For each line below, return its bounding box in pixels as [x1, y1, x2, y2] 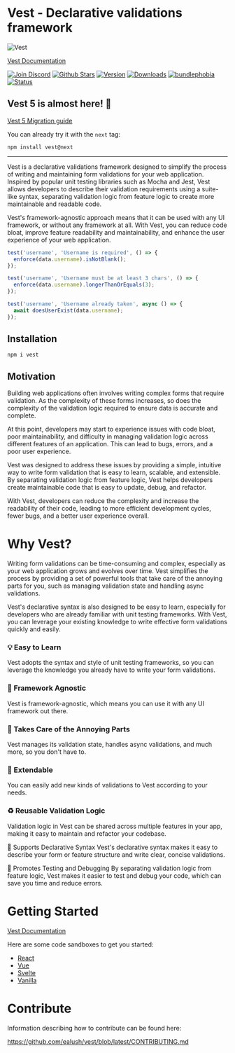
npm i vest [7, 352, 39, 359]
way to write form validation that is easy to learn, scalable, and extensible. [7, 468, 221, 477]
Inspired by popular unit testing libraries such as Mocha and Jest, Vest [7, 177, 211, 186]
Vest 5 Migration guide [7, 116, 73, 125]
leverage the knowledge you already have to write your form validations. [7, 666, 215, 674]
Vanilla [17, 976, 37, 984]
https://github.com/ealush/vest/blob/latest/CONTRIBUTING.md [7, 1037, 189, 1045]
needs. [7, 788, 27, 797]
